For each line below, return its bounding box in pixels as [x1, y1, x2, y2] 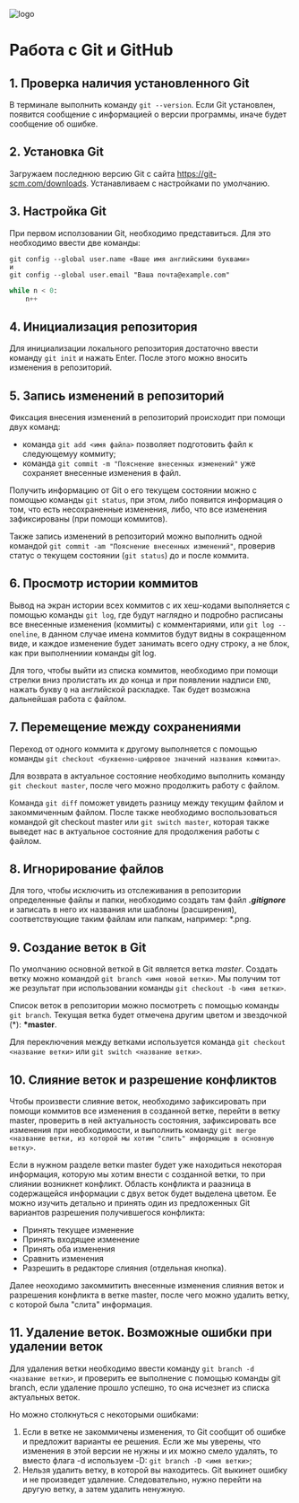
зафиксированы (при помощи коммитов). [9, 514, 168, 524]
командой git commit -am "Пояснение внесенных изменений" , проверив [9, 541, 276, 551]
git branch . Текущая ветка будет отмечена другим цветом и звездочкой [9, 1010, 288, 1021]
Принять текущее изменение [21, 1225, 134, 1235]
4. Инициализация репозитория [9, 319, 198, 334]
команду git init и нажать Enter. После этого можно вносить [9, 353, 248, 364]
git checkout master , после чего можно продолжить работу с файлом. [9, 779, 280, 790]
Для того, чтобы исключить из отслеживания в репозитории [9, 885, 242, 896]
